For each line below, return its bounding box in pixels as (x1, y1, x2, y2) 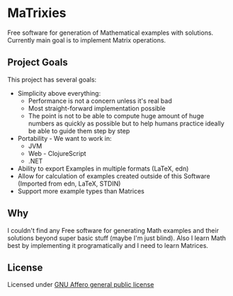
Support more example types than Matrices (17, 186, 145, 195)
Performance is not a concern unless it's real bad (28, 96, 172, 105)
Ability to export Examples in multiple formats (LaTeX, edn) (17, 164, 189, 173)
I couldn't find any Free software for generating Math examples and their (7, 226, 220, 234)
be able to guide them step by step (28, 126, 130, 135)
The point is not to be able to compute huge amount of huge (28, 111, 204, 120)
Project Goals (7, 57, 69, 69)
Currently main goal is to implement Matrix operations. (7, 35, 166, 44)
